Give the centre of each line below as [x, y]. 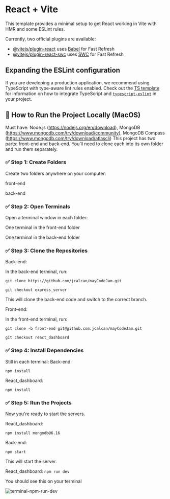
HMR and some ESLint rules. [35, 29]
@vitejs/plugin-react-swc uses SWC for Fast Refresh [68, 54]
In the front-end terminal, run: [36, 319]
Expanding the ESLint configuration [63, 70]
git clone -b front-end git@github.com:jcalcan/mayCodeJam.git [74, 329]
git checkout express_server [36, 290]
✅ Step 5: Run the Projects [39, 402]
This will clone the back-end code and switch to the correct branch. [76, 300]
